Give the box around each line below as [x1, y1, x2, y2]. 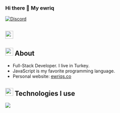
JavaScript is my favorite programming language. [12, 68, 115, 74]
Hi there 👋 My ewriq [5, 5, 54, 12]
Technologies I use [14, 89, 76, 97]
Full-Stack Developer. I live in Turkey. [12, 62, 90, 68]
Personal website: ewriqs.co [12, 73, 72, 79]
